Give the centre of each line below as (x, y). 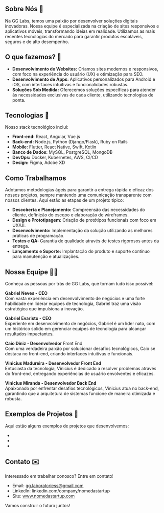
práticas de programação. (38, 236)
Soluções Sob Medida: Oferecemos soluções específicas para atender (84, 90)
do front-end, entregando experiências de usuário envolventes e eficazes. (80, 374)
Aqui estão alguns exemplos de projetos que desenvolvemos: (67, 426)
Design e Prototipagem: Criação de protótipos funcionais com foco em (84, 220)
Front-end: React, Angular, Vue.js (46, 137)
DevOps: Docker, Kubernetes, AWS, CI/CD (55, 158)
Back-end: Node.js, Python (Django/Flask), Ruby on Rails (70, 142)
